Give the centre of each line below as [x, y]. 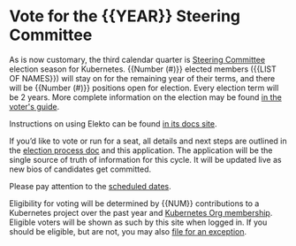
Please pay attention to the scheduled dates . [90, 186]
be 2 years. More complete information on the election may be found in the [146, 97]
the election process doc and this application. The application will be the [141, 150]
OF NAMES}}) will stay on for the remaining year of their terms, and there [142, 78]
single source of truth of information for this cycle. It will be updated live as [145, 159]
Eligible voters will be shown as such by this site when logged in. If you [138, 222]
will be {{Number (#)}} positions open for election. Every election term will [144, 88]
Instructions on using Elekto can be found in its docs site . [113, 123]
